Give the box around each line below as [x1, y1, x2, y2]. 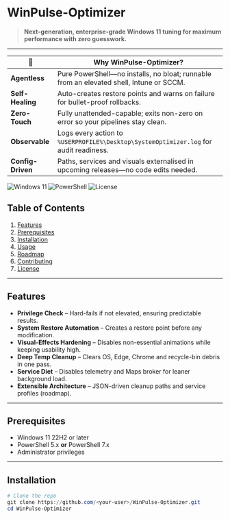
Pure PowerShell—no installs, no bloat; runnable [57, 69, 212, 78]
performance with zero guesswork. [23, 34, 127, 43]
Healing [10, 97, 36, 107]
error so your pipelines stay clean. [57, 117, 167, 126]
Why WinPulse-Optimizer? [93, 57, 183, 67]
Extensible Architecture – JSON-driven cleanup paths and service [16, 382, 206, 390]
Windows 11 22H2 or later [16, 433, 89, 442]
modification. [16, 330, 55, 339]
